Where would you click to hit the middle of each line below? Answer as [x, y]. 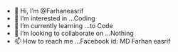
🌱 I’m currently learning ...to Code [64, 26]
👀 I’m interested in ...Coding [54, 18]
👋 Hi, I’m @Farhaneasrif [49, 11]
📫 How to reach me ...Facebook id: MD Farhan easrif [92, 41]
